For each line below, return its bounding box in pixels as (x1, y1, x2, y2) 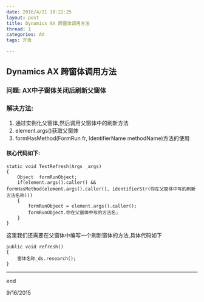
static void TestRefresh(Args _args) (6, 163, 102, 169)
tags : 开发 (6, 37, 32, 43)
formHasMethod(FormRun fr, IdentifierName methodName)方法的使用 (15, 135, 190, 142)
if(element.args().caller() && (17, 179, 97, 186)
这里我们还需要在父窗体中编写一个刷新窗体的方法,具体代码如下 (6, 231, 163, 239)
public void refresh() (6, 244, 64, 250)
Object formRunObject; (17, 174, 78, 180)
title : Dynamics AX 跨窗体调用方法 (6, 20, 90, 26)
